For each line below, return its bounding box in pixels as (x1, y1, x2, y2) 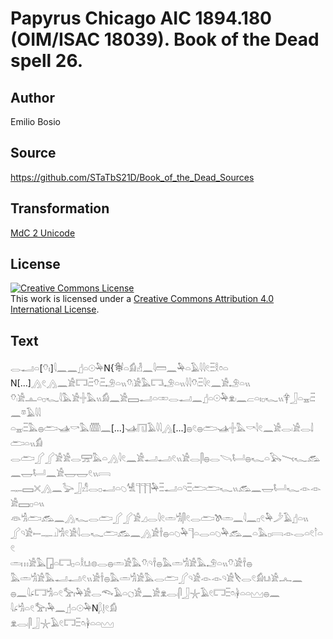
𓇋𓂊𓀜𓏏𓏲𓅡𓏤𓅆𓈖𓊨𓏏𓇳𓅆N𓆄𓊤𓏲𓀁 (10, 602, 118, 614)
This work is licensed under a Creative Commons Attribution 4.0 (10, 293, 275, 305)
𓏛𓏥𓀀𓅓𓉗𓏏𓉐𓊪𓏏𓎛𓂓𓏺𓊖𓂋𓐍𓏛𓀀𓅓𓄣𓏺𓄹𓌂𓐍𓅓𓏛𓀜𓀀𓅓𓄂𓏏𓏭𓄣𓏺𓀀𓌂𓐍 (10, 557, 253, 569)
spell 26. (10, 50, 84, 72)
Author (10, 89, 55, 106)
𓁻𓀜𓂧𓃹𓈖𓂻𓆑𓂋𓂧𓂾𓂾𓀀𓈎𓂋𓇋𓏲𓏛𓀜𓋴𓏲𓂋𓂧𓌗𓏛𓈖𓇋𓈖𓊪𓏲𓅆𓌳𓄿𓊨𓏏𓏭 (10, 512, 309, 524)
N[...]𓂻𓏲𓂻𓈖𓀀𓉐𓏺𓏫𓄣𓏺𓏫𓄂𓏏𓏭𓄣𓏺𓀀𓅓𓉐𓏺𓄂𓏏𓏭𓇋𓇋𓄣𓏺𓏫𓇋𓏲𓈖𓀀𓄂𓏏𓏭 (10, 377, 251, 389)
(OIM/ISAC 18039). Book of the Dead (10, 28, 320, 51)
